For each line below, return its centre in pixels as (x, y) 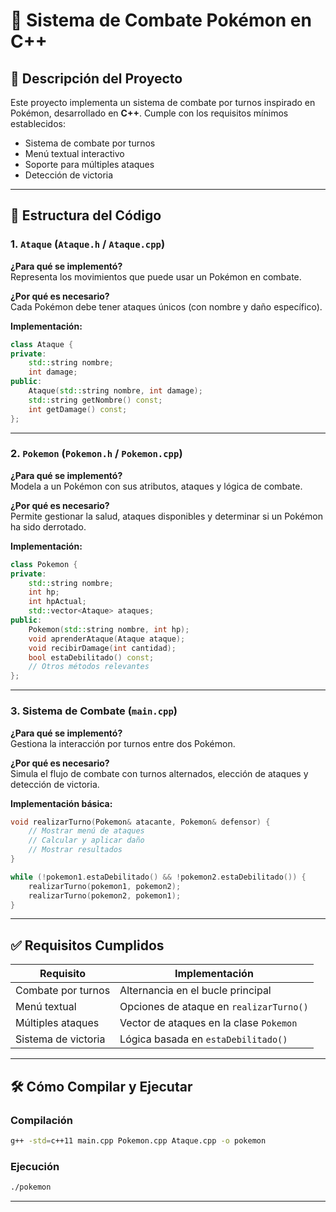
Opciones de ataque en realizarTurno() (214, 1007)
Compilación (42, 1120)
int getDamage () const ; (78, 409)
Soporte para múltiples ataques (89, 164)
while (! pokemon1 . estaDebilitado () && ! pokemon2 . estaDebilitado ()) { (158, 877)
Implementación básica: (61, 803)
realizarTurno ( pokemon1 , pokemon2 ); (105, 886)
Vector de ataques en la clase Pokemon (208, 1023)
